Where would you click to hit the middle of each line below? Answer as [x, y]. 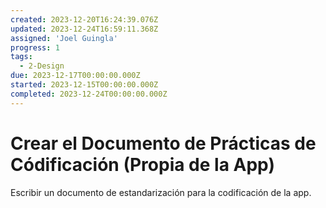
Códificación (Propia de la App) [142, 164]
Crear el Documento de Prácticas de [163, 143]
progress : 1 [35, 47]
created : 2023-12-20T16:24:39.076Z [84, 19]
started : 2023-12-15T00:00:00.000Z [84, 85]
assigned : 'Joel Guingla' [64, 38]
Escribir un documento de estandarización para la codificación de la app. [161, 192]
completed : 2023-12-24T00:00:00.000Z [89, 94]
